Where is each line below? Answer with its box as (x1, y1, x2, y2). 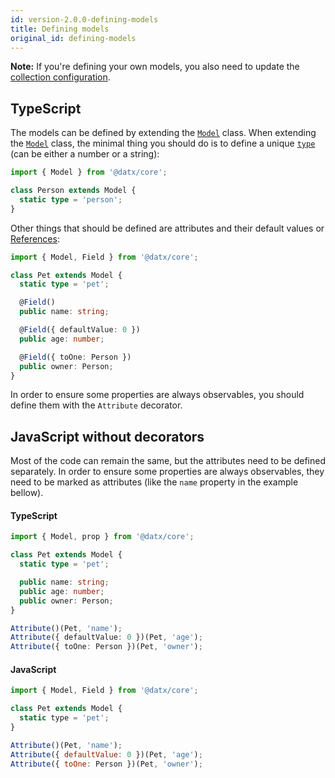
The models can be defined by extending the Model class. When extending (10, 127, 317, 139)
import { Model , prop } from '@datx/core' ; (10, 532, 195, 542)
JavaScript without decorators (10, 428, 205, 445)
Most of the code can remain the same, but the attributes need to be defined (10, 455, 327, 467)
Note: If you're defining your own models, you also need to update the (10, 61, 300, 73)
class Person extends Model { (10, 186, 137, 196)
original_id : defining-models (10, 33, 137, 43)
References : (10, 232, 60, 245)
